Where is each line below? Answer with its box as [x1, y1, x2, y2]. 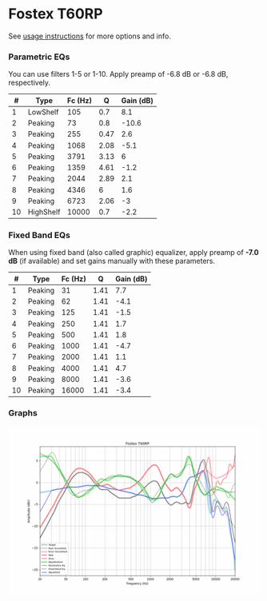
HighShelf [27, 207, 61, 217]
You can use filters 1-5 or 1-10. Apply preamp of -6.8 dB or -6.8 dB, [8, 70, 229, 79]
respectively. [8, 78, 50, 88]
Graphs [8, 408, 38, 419]
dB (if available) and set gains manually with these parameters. [8, 257, 216, 266]
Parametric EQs [8, 51, 70, 62]
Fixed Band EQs [8, 229, 70, 241]
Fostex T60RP [8, 5, 103, 23]
